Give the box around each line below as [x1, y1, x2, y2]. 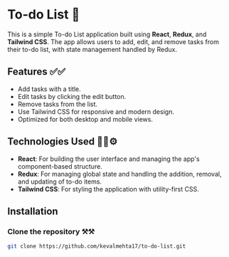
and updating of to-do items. [17, 177, 102, 186]
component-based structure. [17, 162, 103, 170]
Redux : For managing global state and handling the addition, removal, [17, 169, 222, 178]
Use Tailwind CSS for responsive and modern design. [17, 107, 174, 116]
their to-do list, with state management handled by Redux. [7, 45, 178, 53]
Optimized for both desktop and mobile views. [17, 115, 153, 123]
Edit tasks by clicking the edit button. [17, 92, 127, 100]
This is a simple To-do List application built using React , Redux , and [7, 30, 207, 38]
